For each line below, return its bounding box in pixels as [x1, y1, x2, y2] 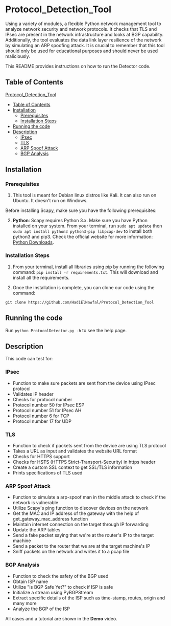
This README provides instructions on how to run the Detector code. [5, 63, 151, 69]
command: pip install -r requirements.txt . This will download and [12, 269, 158, 275]
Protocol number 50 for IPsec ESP [12, 402, 85, 408]
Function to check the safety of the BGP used [12, 573, 109, 579]
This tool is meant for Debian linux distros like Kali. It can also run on [12, 192, 157, 198]
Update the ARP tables [12, 527, 61, 533]
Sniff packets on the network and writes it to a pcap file [12, 549, 130, 555]
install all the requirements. [12, 274, 70, 280]
